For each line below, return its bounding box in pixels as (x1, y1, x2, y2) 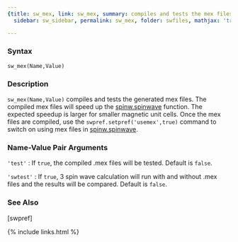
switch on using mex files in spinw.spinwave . (7, 125, 138, 134)
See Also (7, 197, 39, 207)
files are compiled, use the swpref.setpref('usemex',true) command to (7, 117, 217, 126)
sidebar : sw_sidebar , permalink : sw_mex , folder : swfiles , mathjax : (13, 17, 220, 24)
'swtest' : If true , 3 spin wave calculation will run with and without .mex (7, 173, 217, 181)
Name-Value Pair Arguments (7, 143, 108, 153)
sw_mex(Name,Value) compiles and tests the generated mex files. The (7, 95, 207, 103)
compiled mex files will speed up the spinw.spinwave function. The (7, 103, 203, 111)
